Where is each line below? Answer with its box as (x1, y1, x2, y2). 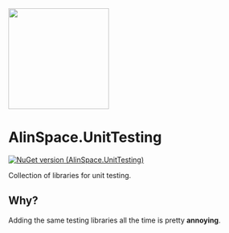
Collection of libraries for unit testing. (8, 170, 132, 180)
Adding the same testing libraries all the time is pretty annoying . (8, 215, 221, 225)
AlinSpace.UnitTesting (8, 128, 162, 147)
